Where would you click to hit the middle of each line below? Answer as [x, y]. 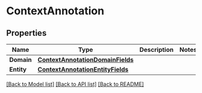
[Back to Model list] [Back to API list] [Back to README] [75, 84]
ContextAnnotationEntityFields [83, 69]
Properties [26, 33]
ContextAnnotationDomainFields [86, 60]
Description [156, 50]
